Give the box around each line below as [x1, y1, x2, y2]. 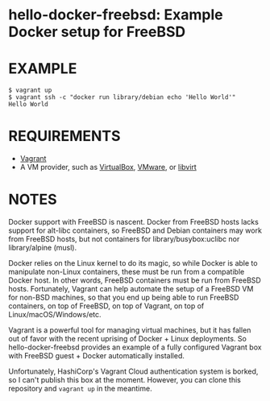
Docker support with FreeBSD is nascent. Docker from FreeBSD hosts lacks [8, 217, 260, 226]
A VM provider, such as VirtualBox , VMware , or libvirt [19, 163, 197, 172]
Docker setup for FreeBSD [8, 23, 186, 41]
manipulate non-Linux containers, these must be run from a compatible [8, 267, 245, 276]
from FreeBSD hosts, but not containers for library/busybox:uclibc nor [8, 234, 240, 243]
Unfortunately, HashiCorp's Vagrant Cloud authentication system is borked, [8, 366, 259, 376]
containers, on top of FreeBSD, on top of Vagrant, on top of [8, 301, 205, 311]
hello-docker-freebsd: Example [8, 6, 223, 24]
